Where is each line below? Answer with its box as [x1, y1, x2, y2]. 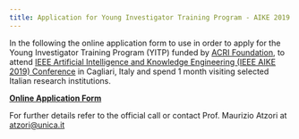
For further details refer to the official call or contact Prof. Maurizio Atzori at [9, 110, 287, 120]
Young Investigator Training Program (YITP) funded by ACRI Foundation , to [9, 46, 285, 58]
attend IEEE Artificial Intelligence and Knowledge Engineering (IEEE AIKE [9, 56, 276, 67]
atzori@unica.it [9, 119, 65, 130]
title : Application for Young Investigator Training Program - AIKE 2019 [9, 12, 291, 22]
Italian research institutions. [9, 75, 112, 86]
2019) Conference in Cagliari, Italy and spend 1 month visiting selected [9, 66, 269, 77]
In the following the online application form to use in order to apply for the [9, 37, 281, 48]
